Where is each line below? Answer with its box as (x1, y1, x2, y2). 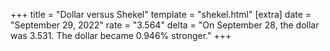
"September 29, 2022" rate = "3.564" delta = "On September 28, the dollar (10, 19, 320, 31)
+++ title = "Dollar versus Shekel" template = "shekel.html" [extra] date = (10, 9, 312, 20)
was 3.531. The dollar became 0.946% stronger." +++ (10, 30, 232, 41)
